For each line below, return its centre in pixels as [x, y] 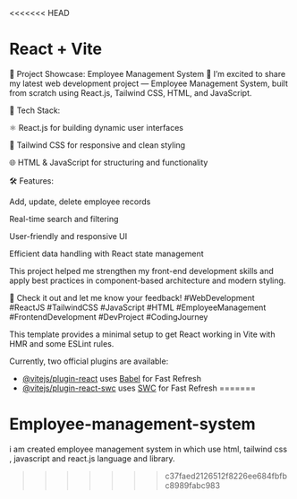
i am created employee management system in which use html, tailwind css [148, 449]
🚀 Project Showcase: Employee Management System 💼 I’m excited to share [148, 73]
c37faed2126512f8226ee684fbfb [226, 476]
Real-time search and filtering [64, 219]
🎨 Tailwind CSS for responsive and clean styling [98, 145]
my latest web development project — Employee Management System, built [149, 83]
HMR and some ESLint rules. [62, 343]
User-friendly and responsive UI [68, 236]
